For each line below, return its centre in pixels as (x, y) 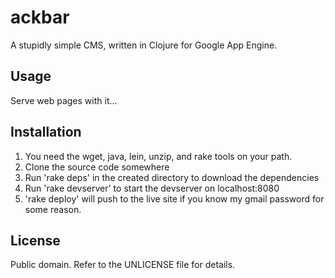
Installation (46, 132)
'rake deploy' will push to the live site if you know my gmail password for (174, 198)
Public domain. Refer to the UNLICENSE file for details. (123, 265)
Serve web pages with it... (64, 100)
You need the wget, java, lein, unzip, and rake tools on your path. (158, 156)
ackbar (40, 17)
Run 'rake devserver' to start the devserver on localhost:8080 (152, 188)
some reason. (53, 209)
